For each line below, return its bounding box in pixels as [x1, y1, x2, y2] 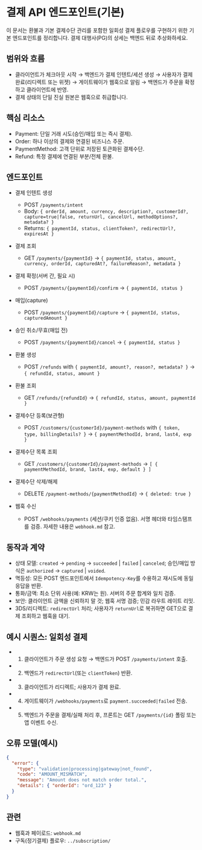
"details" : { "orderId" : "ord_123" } [17, 783, 112, 789]
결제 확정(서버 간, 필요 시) [14, 272, 75, 280]
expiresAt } [24, 231, 54, 237]
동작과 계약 [6, 542, 45, 553]
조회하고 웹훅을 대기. [21, 613, 71, 620]
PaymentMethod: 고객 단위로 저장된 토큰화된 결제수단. [14, 145, 145, 152]
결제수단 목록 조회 [14, 448, 57, 456]
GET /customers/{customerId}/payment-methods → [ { [24, 460, 158, 468]
